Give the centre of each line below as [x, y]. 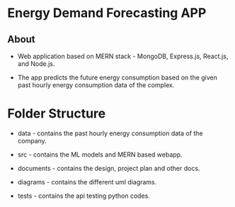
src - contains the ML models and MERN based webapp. [100, 155]
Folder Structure [57, 114]
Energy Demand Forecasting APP [107, 13]
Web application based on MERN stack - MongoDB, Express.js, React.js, [123, 56]
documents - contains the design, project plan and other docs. [109, 168]
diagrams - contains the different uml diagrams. [87, 181]
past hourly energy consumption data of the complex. [96, 85]
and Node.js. [36, 64]
